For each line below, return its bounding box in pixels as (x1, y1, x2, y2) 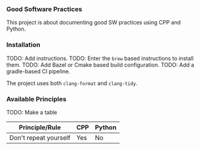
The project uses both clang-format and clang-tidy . (6, 79, 138, 87)
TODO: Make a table (6, 108, 57, 116)
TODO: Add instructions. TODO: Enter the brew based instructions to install (6, 54, 194, 62)
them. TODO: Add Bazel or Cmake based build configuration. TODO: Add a (6, 61, 194, 69)
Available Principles (6, 94, 67, 103)
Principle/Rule (18, 123, 61, 132)
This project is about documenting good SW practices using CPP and (6, 19, 181, 26)
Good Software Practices (6, 5, 83, 13)
